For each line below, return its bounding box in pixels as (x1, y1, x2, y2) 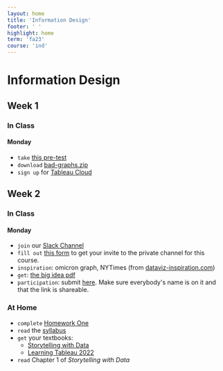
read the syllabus (17, 326, 66, 334)
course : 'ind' (7, 42, 48, 49)
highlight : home (7, 29, 54, 37)
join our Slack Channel (17, 241, 84, 250)
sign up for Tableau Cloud (17, 168, 92, 176)
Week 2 (7, 188, 41, 200)
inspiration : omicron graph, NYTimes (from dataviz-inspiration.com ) (17, 264, 215, 272)
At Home (7, 303, 37, 313)
